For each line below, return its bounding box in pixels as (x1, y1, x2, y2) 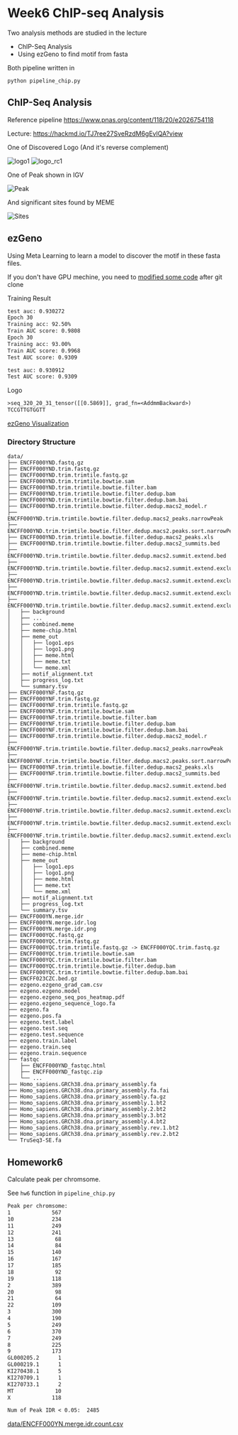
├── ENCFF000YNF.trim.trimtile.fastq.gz (7, 702, 129, 709)
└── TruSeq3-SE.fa (7, 1137, 62, 1144)
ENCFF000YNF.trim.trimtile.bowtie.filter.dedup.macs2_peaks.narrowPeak (7, 745, 223, 752)
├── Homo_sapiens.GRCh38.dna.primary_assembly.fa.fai (7, 1087, 170, 1095)
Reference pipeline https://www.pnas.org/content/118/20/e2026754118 (7, 115, 214, 124)
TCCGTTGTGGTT (7, 406, 46, 413)
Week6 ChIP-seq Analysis (7, 5, 164, 21)
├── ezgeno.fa (7, 1007, 50, 1014)
